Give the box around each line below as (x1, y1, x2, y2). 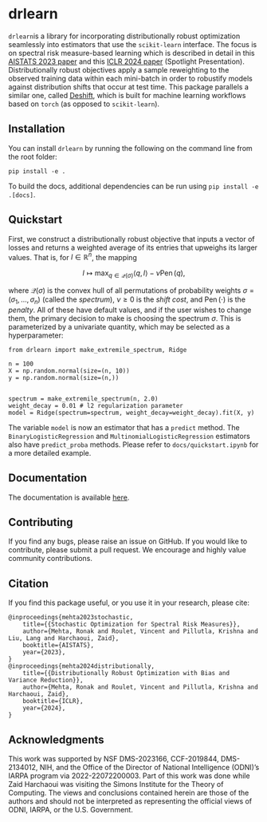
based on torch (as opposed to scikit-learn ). (8, 99, 160, 109)
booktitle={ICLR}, (22, 698, 84, 705)
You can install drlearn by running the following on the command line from (8, 143, 253, 152)
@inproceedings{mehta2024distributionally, (8, 662, 155, 670)
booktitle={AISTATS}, (22, 642, 94, 650)
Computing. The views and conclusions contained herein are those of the (8, 788, 249, 798)
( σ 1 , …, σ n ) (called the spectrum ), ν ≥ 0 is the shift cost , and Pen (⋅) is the (8, 294, 245, 306)
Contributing (8, 516, 73, 529)
